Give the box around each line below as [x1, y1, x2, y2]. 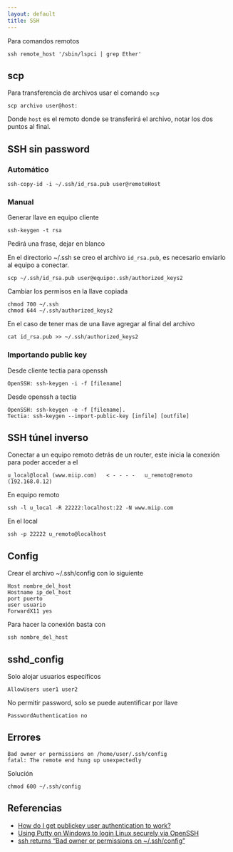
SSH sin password [7, 143, 90, 155]
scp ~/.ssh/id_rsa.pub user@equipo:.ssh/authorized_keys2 [7, 275, 183, 282]
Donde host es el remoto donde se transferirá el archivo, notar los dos [7, 115, 214, 123]
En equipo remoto [7, 491, 60, 499]
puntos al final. [7, 123, 51, 131]
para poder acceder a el [7, 458, 78, 467]
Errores [7, 732, 41, 744]
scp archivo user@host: [7, 103, 78, 110]
